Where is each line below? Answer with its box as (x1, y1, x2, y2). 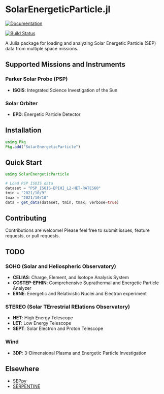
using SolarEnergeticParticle (5, 172, 70, 177)
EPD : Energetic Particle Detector (12, 111, 81, 117)
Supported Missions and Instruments (5, 60, 126, 69)
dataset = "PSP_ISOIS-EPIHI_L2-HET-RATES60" (5, 186, 101, 191)
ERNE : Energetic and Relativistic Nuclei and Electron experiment (12, 291, 147, 297)
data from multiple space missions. (5, 45, 79, 51)
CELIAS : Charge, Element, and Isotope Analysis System (12, 275, 129, 281)
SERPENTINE (12, 383, 41, 389)
